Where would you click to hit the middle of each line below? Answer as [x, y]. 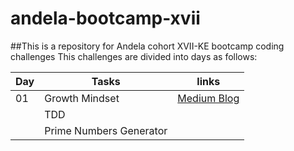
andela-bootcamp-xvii [105, 18]
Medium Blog [208, 98]
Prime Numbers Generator [106, 130]
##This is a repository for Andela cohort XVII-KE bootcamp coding [147, 46]
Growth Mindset [82, 98]
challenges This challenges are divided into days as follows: [134, 56]
